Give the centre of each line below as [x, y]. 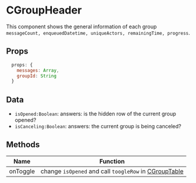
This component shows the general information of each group [81, 26]
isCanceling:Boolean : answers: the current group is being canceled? [98, 127]
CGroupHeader [44, 10]
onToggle [22, 171]
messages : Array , [38, 70]
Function [112, 161]
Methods [23, 145]
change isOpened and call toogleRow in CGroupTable [112, 171]
